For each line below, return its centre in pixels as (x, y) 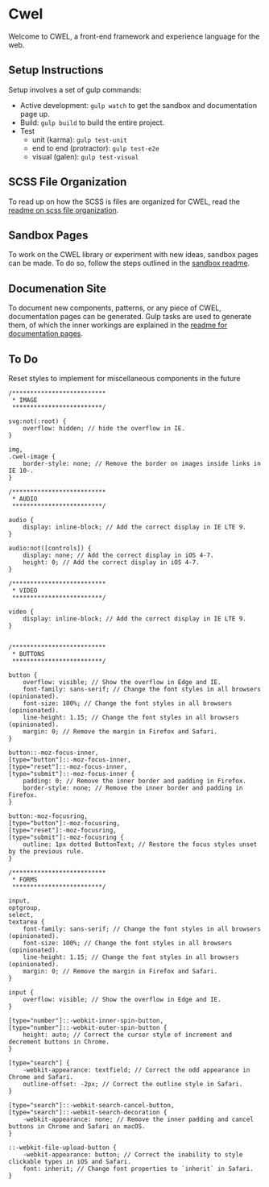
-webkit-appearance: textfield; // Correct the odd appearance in (137, 1070)
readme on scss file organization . (64, 210)
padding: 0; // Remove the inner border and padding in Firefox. (135, 781)
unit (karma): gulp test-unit (79, 139)
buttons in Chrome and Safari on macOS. (77, 1127)
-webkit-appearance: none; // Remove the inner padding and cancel (138, 1119)
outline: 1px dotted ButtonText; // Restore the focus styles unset (140, 845)
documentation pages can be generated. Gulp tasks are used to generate (130, 317)
